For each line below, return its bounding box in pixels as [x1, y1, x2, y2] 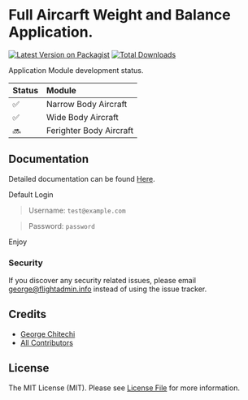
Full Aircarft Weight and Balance [8, 6, 231, 24]
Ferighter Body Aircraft [46, 124, 134, 135]
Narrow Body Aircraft [46, 98, 128, 110]
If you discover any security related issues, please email [8, 276, 197, 286]
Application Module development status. [8, 65, 144, 75]
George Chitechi [20, 329, 76, 338]
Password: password [28, 221, 95, 230]
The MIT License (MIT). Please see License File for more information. [8, 383, 240, 393]
